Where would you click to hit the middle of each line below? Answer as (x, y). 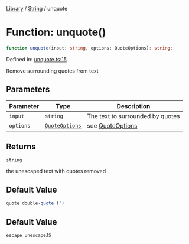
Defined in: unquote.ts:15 (36, 59)
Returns (21, 147)
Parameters (28, 90)
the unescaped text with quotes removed (56, 171)
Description (133, 106)
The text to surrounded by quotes (133, 116)
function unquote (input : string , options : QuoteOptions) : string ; (89, 48)
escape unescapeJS (29, 235)
